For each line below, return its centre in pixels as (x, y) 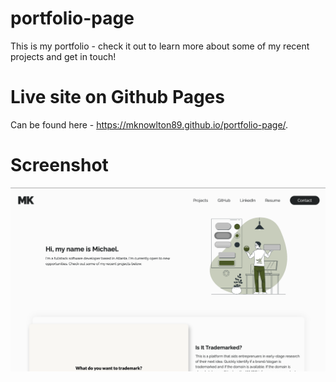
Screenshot (59, 165)
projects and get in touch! (63, 56)
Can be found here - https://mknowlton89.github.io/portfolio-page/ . (149, 124)
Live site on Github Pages (117, 97)
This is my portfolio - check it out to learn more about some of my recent (160, 46)
